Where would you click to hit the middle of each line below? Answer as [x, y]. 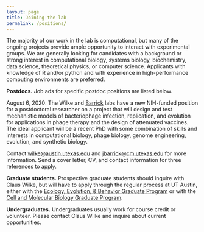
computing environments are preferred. [56, 79]
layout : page [23, 12]
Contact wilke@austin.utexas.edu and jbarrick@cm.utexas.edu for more [97, 153]
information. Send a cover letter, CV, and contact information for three [94, 160]
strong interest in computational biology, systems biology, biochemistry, [97, 60]
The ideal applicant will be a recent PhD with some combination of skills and [102, 129]
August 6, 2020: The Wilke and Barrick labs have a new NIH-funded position [102, 103]
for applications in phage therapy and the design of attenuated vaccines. [97, 122]
